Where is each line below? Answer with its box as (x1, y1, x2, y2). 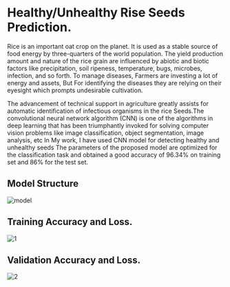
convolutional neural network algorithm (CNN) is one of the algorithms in (7, 114, 213, 122)
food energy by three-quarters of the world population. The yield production (7, 50, 224, 58)
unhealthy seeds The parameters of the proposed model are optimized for (7, 143, 218, 151)
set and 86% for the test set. (7, 158, 88, 166)
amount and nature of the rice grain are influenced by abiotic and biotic (7, 56, 209, 65)
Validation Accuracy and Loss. (7, 254, 141, 266)
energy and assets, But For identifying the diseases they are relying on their (7, 78, 222, 87)
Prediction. (7, 19, 72, 35)
